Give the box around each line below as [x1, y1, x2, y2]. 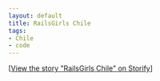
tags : [8, 26, 26, 34]
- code [8, 42, 30, 50]
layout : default [8, 11, 62, 20]
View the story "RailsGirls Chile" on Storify [10, 63, 150, 73]
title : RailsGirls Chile [8, 19, 91, 27]
